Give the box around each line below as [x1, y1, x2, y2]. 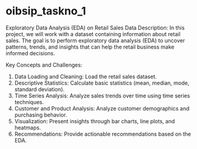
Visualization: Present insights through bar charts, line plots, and [14, 117, 175, 124]
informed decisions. [5, 49, 56, 56]
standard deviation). [14, 85, 65, 93]
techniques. [14, 98, 44, 106]
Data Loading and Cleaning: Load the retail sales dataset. [14, 73, 157, 80]
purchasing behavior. [14, 111, 68, 118]
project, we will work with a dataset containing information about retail [5, 30, 181, 37]
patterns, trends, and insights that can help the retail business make [5, 43, 175, 50]
